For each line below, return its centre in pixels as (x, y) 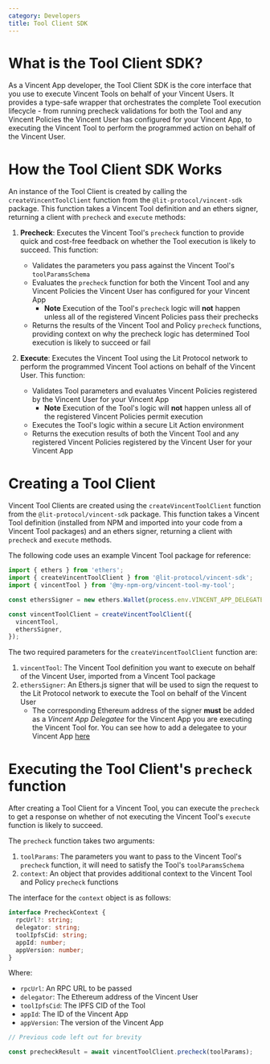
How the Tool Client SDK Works (115, 169)
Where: (20, 973)
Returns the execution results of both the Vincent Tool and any (135, 434)
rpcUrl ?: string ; (45, 920)
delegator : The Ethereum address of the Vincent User (109, 997)
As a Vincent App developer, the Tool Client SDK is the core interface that (130, 85)
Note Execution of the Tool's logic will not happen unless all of (147, 408)
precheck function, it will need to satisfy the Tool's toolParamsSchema (132, 865)
